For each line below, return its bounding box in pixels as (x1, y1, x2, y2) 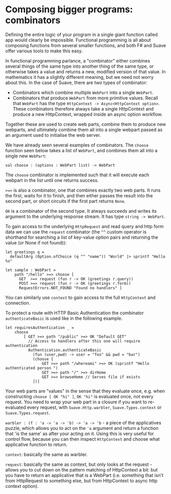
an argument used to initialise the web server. (5, 132, 101, 138)
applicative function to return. (5, 441, 68, 447)
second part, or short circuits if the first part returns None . (5, 198, 126, 204)
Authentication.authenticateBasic (28, 347, 102, 353)
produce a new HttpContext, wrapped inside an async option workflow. (12, 111, 163, 117)
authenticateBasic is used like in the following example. (5, 315, 123, 321)
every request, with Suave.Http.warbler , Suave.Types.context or (27, 404, 162, 410)
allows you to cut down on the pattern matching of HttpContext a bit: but (5, 466, 158, 472)
